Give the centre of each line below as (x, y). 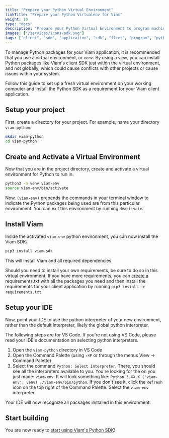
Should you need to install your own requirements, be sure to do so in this (81, 270)
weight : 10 (17, 19)
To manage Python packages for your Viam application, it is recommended (82, 52)
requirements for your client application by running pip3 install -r (75, 286)
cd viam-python (21, 141)
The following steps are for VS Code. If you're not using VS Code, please (81, 334)
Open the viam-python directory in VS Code (57, 349)
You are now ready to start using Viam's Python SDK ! (60, 430)
